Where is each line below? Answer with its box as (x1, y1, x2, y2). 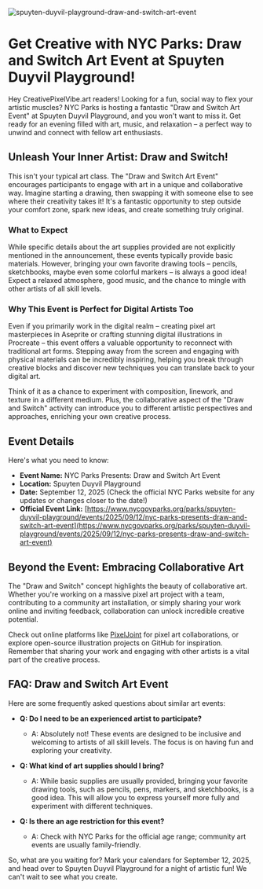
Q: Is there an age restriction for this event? (19, 816, 165, 825)
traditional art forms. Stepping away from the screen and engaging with (8, 347, 239, 356)
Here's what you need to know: (8, 456, 109, 465)
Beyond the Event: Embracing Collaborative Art (8, 560, 244, 574)
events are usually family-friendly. (31, 839, 141, 849)
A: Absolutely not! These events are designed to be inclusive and (31, 729, 242, 738)
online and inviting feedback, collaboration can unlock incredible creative (8, 606, 245, 615)
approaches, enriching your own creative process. (8, 412, 171, 421)
